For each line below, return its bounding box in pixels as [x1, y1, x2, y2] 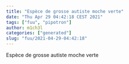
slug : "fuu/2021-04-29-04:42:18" [6, 35, 88, 41]
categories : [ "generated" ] [6, 30, 72, 36]
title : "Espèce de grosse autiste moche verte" [6, 8, 124, 15]
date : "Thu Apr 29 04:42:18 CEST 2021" [6, 14, 103, 20]
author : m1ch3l [6, 24, 43, 31]
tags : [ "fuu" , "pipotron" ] [6, 19, 72, 25]
